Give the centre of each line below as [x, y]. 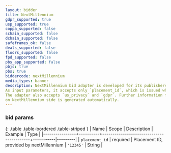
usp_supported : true [27, 24]
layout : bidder [21, 10]
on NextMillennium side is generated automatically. [62, 100]
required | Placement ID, [137, 139]
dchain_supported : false [32, 39]
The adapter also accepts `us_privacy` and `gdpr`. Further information [84, 95]
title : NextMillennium [29, 15]
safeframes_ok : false [28, 43]
